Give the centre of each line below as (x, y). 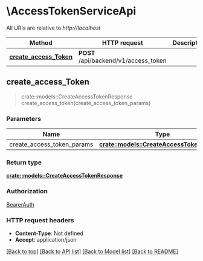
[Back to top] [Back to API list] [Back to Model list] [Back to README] (92, 251)
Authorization (27, 192)
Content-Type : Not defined (49, 233)
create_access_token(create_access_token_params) (86, 103)
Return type (24, 163)
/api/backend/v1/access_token (123, 60)
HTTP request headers (40, 220)
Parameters (24, 118)
